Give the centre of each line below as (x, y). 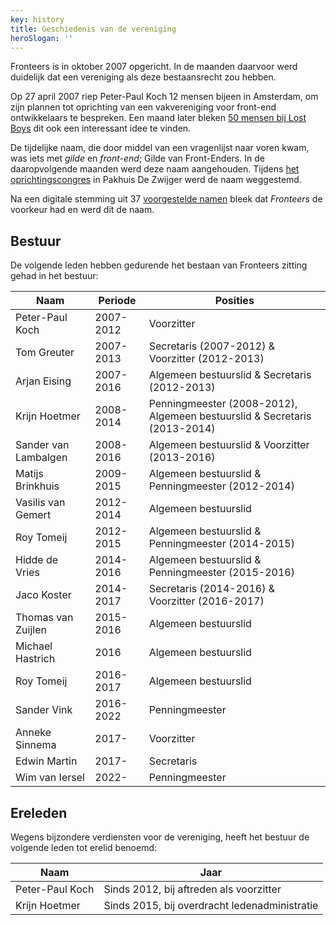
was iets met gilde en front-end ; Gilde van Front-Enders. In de (137, 158)
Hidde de (37, 560)
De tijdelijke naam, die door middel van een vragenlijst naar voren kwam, (160, 148)
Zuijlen (31, 630)
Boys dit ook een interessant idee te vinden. (101, 128)
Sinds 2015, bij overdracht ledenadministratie (211, 905)
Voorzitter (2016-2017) (206, 601)
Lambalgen (41, 458)
